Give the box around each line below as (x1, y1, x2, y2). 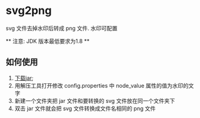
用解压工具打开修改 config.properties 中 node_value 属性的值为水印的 (14, 82, 189, 89)
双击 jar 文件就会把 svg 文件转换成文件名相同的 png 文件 (14, 105, 156, 112)
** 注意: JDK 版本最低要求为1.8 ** (5, 37, 90, 44)
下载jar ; (14, 74, 34, 82)
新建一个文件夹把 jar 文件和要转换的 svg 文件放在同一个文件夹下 (14, 97, 175, 104)
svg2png (5, 4, 52, 18)
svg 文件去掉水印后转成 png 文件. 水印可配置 (5, 24, 118, 32)
